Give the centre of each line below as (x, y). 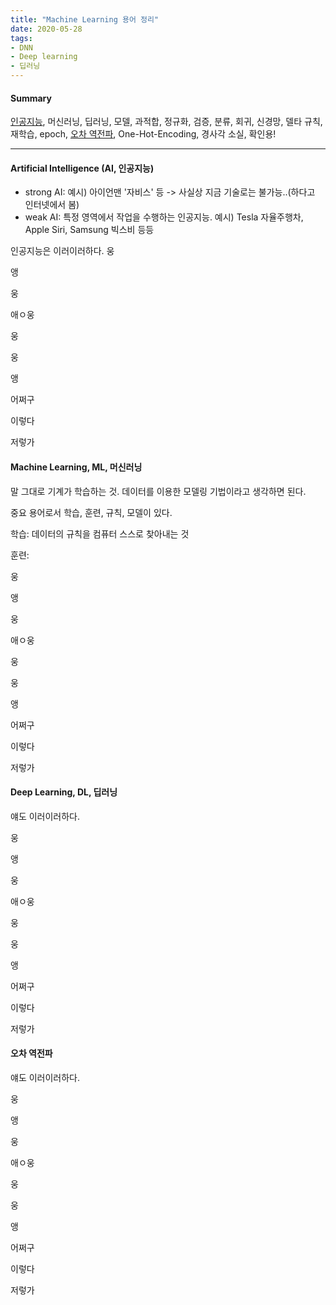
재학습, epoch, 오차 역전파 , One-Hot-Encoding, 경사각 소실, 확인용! (143, 134)
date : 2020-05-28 (46, 29)
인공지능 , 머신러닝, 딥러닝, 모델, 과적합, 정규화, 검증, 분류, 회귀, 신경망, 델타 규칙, (166, 122)
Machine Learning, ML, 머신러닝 (76, 467)
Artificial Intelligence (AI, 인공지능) (82, 168)
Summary (31, 98)
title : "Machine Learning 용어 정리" (85, 19)
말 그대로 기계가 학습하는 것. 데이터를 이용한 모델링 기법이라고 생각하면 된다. (158, 491)
